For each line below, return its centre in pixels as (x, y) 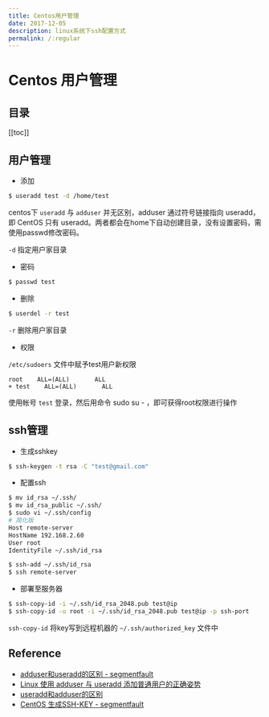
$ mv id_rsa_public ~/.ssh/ (55, 505)
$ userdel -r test (39, 313)
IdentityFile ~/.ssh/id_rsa (55, 550)
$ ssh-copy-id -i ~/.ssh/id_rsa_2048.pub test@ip (93, 604)
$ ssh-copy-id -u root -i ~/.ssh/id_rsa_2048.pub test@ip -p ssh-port (129, 612)
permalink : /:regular (45, 38)
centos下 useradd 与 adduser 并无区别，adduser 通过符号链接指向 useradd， (134, 212)
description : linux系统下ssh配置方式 (67, 31)
